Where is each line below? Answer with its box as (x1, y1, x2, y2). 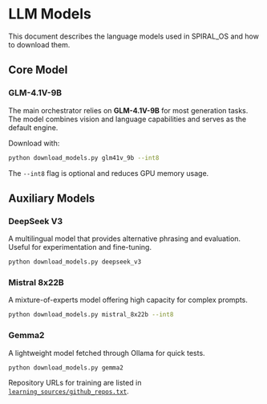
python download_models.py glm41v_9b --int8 (8, 153, 160, 161)
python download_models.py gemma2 (8, 363, 124, 372)
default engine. (8, 122, 59, 133)
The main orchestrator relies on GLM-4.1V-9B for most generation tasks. (8, 105, 249, 115)
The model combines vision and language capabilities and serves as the (8, 114, 247, 124)
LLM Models (8, 5, 92, 23)
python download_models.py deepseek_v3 (8, 258, 142, 266)
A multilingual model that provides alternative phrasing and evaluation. (8, 234, 241, 243)
